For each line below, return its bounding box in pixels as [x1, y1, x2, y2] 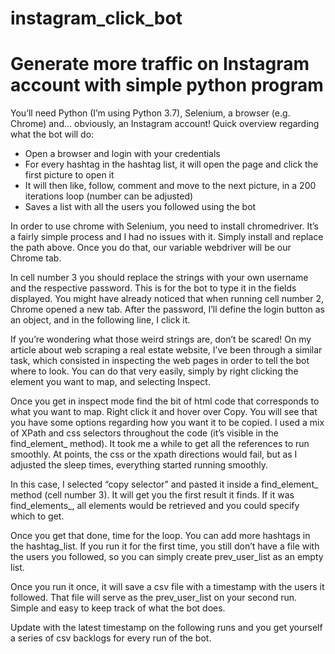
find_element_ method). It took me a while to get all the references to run [10, 438, 310, 450]
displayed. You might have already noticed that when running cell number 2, [10, 293, 325, 305]
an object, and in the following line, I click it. [10, 314, 191, 326]
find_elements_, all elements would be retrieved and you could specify [10, 500, 300, 512]
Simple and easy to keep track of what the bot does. [10, 602, 226, 614]
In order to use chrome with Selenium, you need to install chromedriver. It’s [10, 220, 319, 232]
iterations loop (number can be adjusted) [24, 190, 194, 202]
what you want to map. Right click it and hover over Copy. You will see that [10, 406, 318, 418]
